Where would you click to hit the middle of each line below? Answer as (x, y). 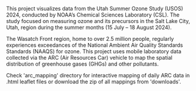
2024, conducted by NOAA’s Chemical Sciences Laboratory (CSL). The (93, 15)
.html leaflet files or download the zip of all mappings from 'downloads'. (94, 82)
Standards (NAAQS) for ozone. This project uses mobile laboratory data (94, 51)
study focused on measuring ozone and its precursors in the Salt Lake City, (98, 21)
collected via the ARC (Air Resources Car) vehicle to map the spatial (89, 58)
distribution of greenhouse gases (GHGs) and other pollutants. (83, 64)
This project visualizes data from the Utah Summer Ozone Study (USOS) (95, 9)
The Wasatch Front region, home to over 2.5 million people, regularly (90, 39)
